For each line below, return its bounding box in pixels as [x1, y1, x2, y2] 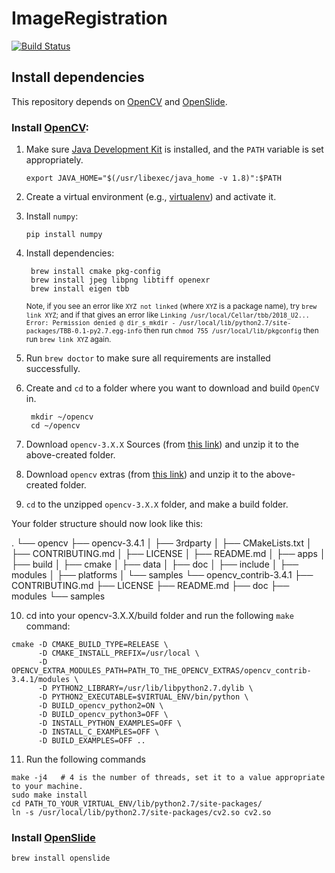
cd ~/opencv [30, 421, 81, 431]
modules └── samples [11, 590, 106, 602]
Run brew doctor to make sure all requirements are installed [25, 352, 271, 364]
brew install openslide [11, 853, 111, 864]
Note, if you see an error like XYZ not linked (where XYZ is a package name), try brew [25, 302, 318, 312]
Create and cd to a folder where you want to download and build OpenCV [25, 382, 320, 394]
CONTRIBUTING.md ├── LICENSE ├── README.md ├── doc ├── [11, 580, 290, 592]
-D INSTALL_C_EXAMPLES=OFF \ [37, 727, 160, 737]
